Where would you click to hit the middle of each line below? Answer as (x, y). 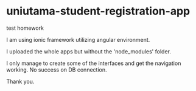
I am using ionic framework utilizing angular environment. (78, 39)
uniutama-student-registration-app (98, 11)
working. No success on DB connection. (57, 69)
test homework (25, 28)
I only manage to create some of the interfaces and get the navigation (94, 63)
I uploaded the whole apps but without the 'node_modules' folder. (89, 51)
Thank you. (20, 81)
